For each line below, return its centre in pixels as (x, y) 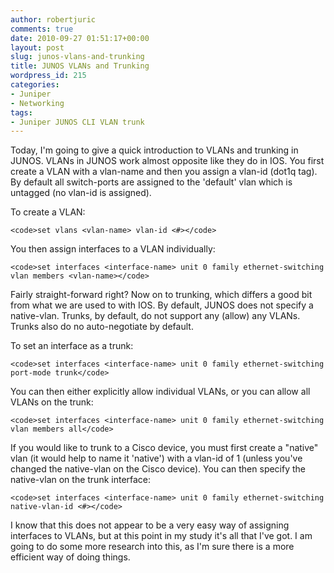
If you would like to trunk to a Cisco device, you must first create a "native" (164, 448)
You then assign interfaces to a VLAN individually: (113, 249)
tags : (21, 112)
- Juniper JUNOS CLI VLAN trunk (77, 122)
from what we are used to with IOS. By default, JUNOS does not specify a (162, 305)
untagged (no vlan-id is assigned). (81, 193)
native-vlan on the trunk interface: (81, 480)
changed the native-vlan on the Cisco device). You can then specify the (158, 469)
